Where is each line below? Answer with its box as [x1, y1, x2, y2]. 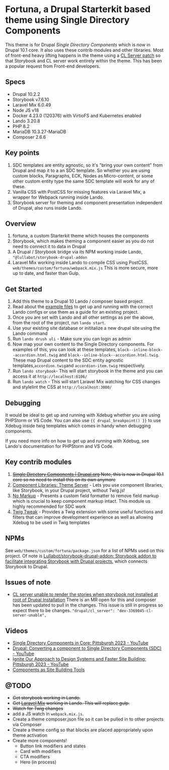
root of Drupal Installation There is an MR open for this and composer [12, 597, 156, 603]
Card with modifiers [20, 748, 61, 754]
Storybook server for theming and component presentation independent [12, 199, 162, 205]
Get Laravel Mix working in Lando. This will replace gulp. [12, 700, 130, 706]
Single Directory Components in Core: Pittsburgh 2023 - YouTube [12, 640, 148, 646]
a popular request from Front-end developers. [5, 63, 101, 69]
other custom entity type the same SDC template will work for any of [12, 178, 155, 184]
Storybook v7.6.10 [12, 96, 49, 102]
